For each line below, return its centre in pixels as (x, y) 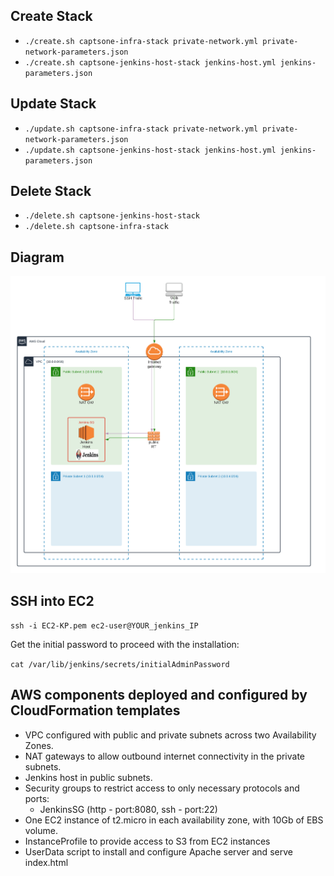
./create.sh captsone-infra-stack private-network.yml (141, 41)
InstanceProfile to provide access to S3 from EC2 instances (147, 841)
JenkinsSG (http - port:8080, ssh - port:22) (128, 809)
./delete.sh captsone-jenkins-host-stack (112, 216)
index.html (46, 862)
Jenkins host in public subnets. (88, 777)
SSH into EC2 (52, 600)
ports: (37, 798)
